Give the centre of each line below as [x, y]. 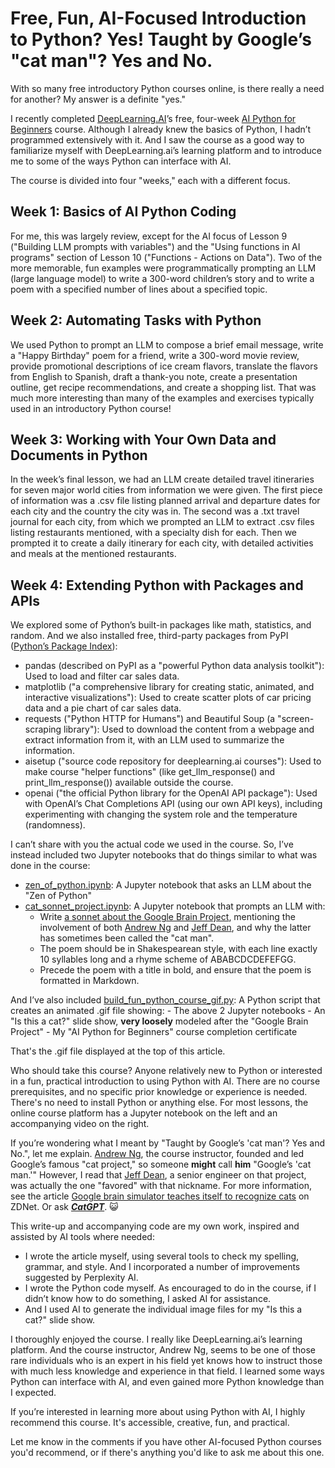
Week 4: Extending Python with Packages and [157, 585]
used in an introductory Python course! [91, 408]
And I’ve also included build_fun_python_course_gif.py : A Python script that [165, 1000]
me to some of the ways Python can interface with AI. [121, 161]
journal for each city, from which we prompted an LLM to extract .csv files [162, 522]
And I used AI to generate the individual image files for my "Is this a [163, 1309]
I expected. [33, 1393]
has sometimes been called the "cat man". [127, 938]
